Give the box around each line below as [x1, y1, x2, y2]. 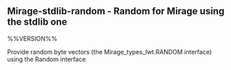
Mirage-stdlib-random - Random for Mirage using [7, 5, 225, 17]
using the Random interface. [7, 55, 88, 63]
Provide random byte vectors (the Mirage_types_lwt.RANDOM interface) [7, 47, 212, 56]
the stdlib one [7, 16, 68, 28]
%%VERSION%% [7, 34, 58, 43]
